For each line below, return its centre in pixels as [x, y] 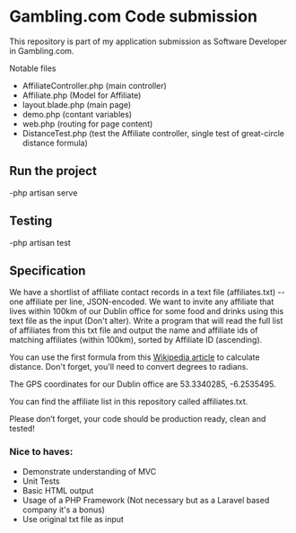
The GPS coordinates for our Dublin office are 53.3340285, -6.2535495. [143, 384]
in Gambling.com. [42, 50]
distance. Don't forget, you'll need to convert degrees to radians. [129, 367]
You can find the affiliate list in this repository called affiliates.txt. [129, 402]
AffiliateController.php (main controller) [95, 85]
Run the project [53, 171]
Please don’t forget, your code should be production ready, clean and [138, 419]
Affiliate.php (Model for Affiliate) [82, 95]
